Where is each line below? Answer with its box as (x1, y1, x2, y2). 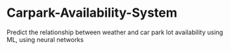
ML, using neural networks (6, 35, 84, 43)
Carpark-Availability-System (6, 5, 177, 21)
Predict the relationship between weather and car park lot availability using (6, 28, 224, 36)
